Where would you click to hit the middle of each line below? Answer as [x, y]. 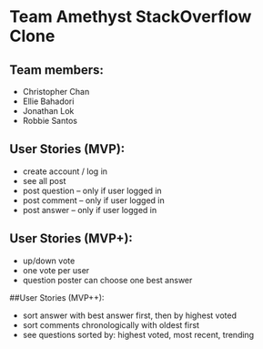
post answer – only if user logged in [90, 210]
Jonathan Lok [48, 111]
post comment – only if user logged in [94, 200]
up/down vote [49, 261]
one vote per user [56, 270]
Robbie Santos [50, 121]
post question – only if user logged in [92, 190]
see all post [44, 180]
